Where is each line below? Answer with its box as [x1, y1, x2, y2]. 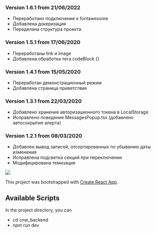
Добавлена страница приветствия [12, 85, 87, 91]
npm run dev [12, 222, 39, 228]
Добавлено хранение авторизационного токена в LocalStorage [12, 109, 149, 115]
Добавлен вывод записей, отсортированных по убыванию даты [12, 144, 151, 150]
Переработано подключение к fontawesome [12, 16, 109, 22]
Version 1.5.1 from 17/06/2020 [5, 39, 81, 46]
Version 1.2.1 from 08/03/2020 [5, 133, 82, 140]
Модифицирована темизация [12, 160, 76, 166]
